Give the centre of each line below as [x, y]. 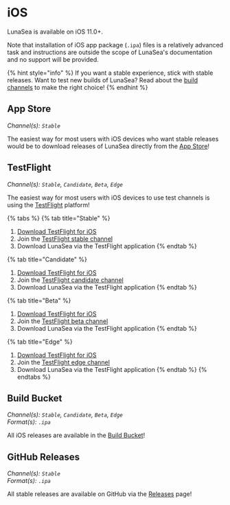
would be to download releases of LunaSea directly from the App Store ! [108, 146]
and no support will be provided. [53, 59]
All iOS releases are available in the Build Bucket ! [76, 435]
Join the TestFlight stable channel [65, 239]
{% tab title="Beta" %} [39, 301]
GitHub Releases [44, 457]
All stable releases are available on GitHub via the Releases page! [100, 494]
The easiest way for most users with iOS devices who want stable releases [113, 139]
